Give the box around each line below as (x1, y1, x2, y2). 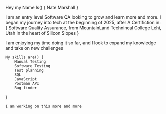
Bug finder (14, 85, 37, 90)
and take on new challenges (5, 45, 64, 51)
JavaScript (14, 77, 37, 82)
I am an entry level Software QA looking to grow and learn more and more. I (5, 14, 161, 20)
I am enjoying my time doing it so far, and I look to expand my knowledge (5, 40, 156, 46)
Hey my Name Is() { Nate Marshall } (5, 5, 79, 10)
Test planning (14, 68, 44, 73)
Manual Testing (14, 59, 46, 64)
